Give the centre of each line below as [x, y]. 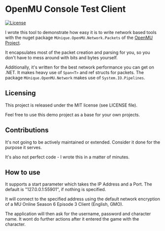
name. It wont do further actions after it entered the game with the [72, 219]
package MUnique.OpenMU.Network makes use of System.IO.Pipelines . [75, 77]
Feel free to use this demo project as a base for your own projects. [73, 115]
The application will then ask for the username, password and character [78, 214]
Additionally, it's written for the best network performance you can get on [80, 67]
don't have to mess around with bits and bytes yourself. [62, 57]
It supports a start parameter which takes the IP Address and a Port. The [79, 184]
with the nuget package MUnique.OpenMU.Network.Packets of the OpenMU [79, 38]
